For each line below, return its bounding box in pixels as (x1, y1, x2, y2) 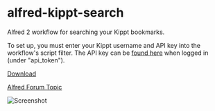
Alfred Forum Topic (7, 83, 62, 91)
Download (7, 69, 37, 78)
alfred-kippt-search (7, 5, 124, 21)
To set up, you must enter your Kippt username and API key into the (7, 41, 201, 49)
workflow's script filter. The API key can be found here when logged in (7, 49, 209, 57)
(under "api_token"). (7, 55, 65, 64)
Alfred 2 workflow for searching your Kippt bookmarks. (7, 28, 165, 36)
